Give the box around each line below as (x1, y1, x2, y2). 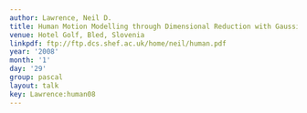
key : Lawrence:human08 (9, 89, 96, 98)
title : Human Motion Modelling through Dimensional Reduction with (9, 22, 272, 31)
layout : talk (9, 81, 59, 90)
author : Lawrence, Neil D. (9, 13, 112, 23)
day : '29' (9, 65, 48, 74)
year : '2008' (9, 47, 59, 56)
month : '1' (9, 56, 51, 65)
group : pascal (9, 73, 64, 82)
